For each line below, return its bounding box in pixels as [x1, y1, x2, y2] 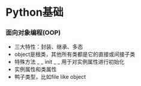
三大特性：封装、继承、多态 [14, 43, 83, 51]
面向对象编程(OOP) [5, 28, 61, 37]
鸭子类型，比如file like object [14, 73, 86, 81]
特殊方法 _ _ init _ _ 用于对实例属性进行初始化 [14, 58, 125, 66]
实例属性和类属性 [14, 66, 57, 73]
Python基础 [5, 5, 64, 19]
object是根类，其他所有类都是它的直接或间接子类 [14, 51, 136, 58]
